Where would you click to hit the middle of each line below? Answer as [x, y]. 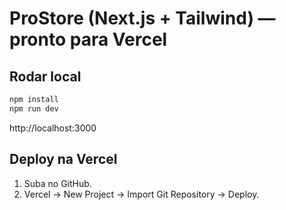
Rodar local [45, 76]
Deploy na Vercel [63, 159]
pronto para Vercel [88, 39]
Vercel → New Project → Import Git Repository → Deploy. [141, 194]
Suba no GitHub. [57, 183]
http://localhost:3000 [53, 128]
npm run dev [34, 108]
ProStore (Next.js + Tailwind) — [142, 18]
